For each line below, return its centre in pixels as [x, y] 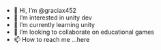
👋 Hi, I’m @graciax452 [45, 10]
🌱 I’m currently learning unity [54, 25]
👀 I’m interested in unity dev [53, 18]
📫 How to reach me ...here [52, 40]
